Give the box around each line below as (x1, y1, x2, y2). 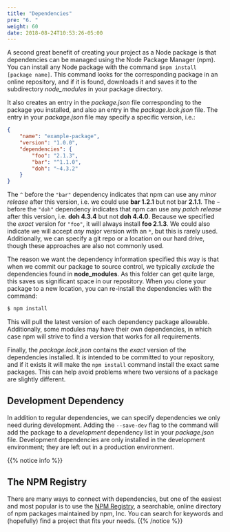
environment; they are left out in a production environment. (7, 443, 174, 451)
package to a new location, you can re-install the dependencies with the (7, 285, 212, 293)
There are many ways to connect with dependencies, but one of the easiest (7, 495, 222, 503)
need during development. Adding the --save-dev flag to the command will (7, 421, 219, 429)
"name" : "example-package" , (19, 133, 100, 140)
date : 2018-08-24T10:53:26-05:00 (7, 29, 103, 37)
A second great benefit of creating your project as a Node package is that (7, 48, 217, 57)
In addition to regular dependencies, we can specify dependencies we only (7, 413, 220, 421)
